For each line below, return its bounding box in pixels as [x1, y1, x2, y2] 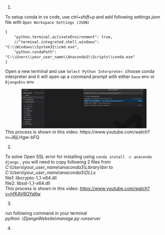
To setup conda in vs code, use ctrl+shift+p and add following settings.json [5, 14, 160, 19]
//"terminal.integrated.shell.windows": [14, 39, 99, 44]
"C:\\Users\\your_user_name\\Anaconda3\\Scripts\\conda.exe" [5, 54, 135, 59]
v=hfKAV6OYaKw [5, 191, 41, 197]
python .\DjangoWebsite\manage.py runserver [5, 215, 101, 221]
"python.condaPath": [14, 49, 57, 54]
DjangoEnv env [5, 79, 34, 84]
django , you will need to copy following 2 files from [5, 159, 111, 165]
